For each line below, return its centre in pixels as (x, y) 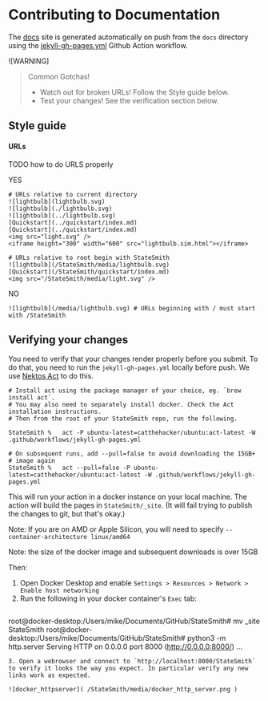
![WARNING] (29, 61)
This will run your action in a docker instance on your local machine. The (128, 497)
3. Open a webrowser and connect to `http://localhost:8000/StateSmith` (132, 662)
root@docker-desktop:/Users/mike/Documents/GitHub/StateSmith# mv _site (134, 621)
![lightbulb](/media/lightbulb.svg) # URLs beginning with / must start (132, 308)
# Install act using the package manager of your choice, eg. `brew (125, 391)
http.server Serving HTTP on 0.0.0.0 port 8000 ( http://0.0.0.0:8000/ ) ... (125, 646)
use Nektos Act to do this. (51, 376)
